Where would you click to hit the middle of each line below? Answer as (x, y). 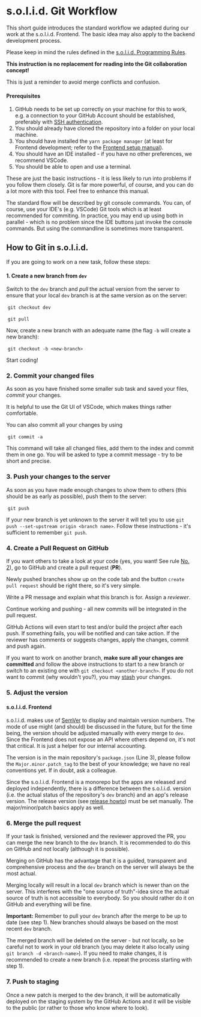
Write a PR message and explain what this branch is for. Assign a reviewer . (98, 597)
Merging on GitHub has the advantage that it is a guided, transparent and (97, 861)
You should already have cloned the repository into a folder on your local (105, 128)
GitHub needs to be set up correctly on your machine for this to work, (101, 109)
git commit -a (25, 437)
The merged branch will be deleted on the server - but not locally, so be (95, 941)
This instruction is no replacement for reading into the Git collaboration (97, 64)
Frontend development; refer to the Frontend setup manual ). (89, 148)
